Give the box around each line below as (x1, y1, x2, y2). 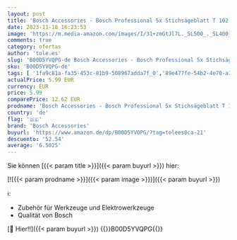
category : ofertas (7, 43, 61, 50)
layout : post (7, 10, 46, 18)
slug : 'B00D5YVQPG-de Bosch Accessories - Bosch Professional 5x (7, 57, 203, 64)
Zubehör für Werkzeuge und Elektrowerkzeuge (17, 203, 154, 212)
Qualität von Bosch (17, 211, 73, 219)
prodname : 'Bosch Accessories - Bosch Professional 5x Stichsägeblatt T (7, 103, 226, 110)
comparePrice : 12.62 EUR (7, 96, 80, 103)
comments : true (7, 37, 52, 44)
